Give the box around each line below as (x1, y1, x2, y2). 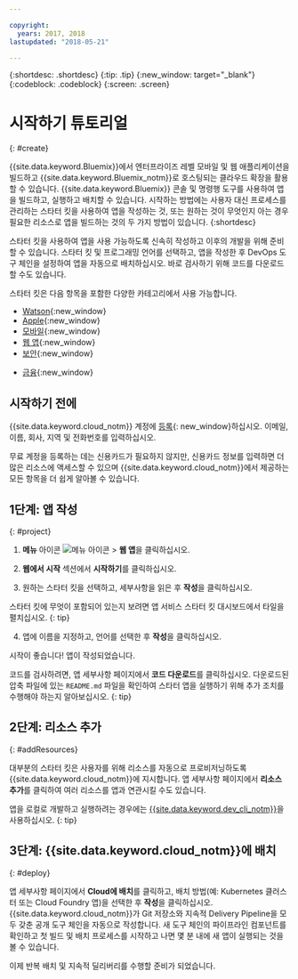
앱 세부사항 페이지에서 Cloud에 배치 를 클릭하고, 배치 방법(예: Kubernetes (9, 886, 264, 896)
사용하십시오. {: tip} (9, 814, 77, 825)
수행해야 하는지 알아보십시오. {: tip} (9, 691, 132, 701)
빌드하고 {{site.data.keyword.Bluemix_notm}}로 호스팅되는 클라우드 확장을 (9, 173, 272, 183)
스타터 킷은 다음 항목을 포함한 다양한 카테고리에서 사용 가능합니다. (9, 288, 238, 299)
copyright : (9, 20, 50, 29)
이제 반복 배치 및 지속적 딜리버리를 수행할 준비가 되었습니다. (9, 960, 216, 971)
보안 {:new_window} (21, 348, 93, 359)
